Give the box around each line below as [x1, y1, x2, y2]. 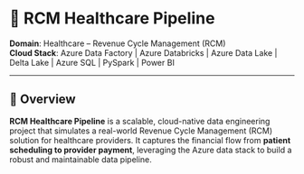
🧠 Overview [9, 92, 76, 107]
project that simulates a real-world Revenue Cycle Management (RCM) [9, 125, 273, 136]
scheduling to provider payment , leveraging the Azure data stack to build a [9, 144, 292, 155]
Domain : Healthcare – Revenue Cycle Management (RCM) [9, 38, 226, 49]
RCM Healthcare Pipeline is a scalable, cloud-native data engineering [9, 115, 271, 126]
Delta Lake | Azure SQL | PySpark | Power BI [9, 57, 175, 68]
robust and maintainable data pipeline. [9, 153, 152, 165]
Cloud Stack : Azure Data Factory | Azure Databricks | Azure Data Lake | [9, 47, 278, 58]
